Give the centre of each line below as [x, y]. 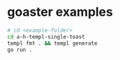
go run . [20, 50]
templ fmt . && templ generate [52, 43]
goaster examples [60, 12]
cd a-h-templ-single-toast [46, 37]
